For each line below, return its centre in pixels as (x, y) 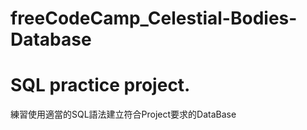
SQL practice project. (100, 85)
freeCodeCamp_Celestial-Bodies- (154, 18)
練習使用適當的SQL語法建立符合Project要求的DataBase (123, 114)
